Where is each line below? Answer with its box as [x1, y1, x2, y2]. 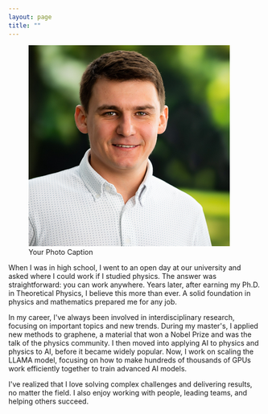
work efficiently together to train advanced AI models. [8, 363, 188, 373]
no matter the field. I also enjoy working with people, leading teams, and [8, 387, 248, 397]
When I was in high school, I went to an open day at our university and [8, 262, 241, 273]
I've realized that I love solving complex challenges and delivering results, [8, 379, 253, 389]
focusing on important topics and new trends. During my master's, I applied [8, 321, 259, 330]
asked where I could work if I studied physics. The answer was [8, 271, 217, 281]
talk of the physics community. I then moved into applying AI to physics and [8, 338, 259, 347]
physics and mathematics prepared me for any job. [8, 297, 177, 306]
